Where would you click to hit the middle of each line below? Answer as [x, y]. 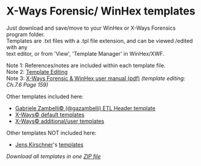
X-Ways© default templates [50, 115]
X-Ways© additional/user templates [60, 121]
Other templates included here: [45, 96]
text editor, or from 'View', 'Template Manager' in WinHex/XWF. [85, 53]
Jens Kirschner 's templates [49, 144]
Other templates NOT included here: [51, 133]
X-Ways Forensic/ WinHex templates [101, 11]
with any [17, 47]
